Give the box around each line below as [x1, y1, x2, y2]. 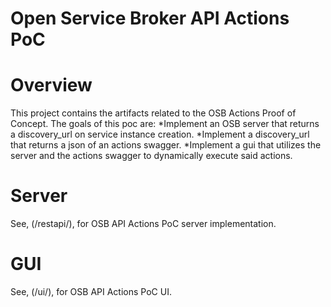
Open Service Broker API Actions [10, 7, 290, 30]
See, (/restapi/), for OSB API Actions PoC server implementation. [10, 218, 277, 230]
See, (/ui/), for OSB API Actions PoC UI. [10, 286, 172, 297]
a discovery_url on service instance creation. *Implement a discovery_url [10, 128, 310, 141]
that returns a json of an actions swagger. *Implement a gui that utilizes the [10, 139, 322, 151]
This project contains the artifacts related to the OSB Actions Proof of [10, 107, 297, 119]
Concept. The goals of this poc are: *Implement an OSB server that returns [10, 118, 320, 130]
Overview [10, 74, 93, 97]
